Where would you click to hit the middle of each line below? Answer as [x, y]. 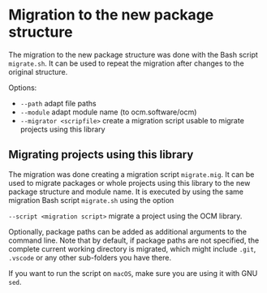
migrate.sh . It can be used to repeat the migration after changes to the [127, 63]
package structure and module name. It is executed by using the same [126, 192]
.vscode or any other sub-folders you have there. [90, 257]
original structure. [38, 71]
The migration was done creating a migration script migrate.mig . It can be [131, 174]
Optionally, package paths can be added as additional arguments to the [128, 231]
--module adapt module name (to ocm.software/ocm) [108, 112]
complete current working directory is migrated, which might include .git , [132, 248]
